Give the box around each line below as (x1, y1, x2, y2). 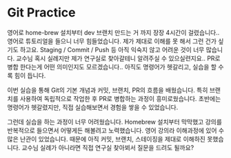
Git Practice (7, 5, 76, 21)
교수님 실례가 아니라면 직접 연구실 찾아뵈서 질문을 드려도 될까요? (21, 143, 194, 152)
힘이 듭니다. (14, 71, 46, 80)
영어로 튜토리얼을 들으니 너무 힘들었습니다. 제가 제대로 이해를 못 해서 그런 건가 (7, 36, 217, 45)
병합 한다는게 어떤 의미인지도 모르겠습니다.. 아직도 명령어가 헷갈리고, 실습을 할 (7, 63, 217, 71)
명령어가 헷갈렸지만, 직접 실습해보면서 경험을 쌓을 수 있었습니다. (7, 103, 179, 111)
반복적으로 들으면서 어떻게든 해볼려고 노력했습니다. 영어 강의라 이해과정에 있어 (7, 126, 217, 135)
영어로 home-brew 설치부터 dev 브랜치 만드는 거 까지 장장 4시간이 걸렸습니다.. (7, 28, 220, 36)
